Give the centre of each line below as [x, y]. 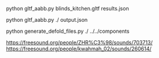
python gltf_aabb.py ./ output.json [47, 20]
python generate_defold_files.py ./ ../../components [68, 31]
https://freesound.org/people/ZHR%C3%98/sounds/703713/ [79, 42]
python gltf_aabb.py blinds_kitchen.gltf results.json [67, 8]
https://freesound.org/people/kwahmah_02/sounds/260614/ [79, 49]
